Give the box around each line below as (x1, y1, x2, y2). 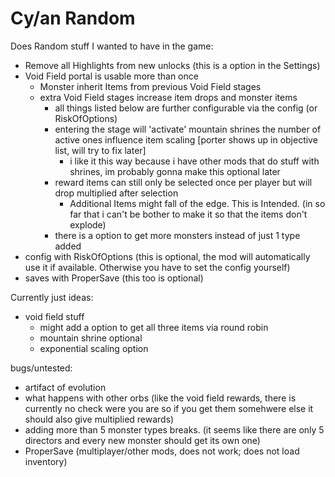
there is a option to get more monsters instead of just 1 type (54, 229, 301, 241)
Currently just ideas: (10, 291, 94, 303)
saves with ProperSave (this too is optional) (24, 272, 204, 284)
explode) (69, 218, 107, 231)
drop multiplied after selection (54, 187, 179, 199)
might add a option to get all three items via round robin (39, 321, 269, 333)
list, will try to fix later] (54, 144, 147, 156)
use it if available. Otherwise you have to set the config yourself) (24, 261, 291, 273)
